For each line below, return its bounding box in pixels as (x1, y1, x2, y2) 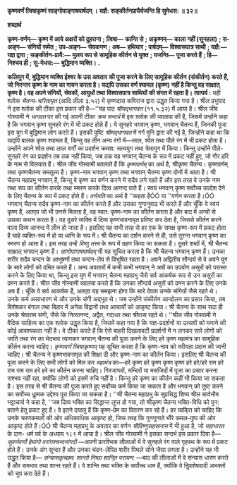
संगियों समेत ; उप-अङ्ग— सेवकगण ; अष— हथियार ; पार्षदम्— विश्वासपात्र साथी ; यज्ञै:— (27, 43, 227, 51)
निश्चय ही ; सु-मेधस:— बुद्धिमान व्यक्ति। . (7, 59, 100, 67)
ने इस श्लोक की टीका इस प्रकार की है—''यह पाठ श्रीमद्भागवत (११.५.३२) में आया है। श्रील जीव (7, 104, 219, 113)
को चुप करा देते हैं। (7, 469, 50, 477)
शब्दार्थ (7, 21, 22, 29)
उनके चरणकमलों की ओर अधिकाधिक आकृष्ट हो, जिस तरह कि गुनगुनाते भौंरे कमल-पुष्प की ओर (7, 414, 216, 422)
